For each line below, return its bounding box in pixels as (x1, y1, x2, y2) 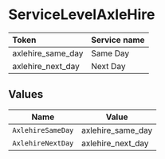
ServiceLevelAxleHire (8, 6, 155, 24)
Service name (91, 34, 145, 45)
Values (8, 87, 44, 101)
